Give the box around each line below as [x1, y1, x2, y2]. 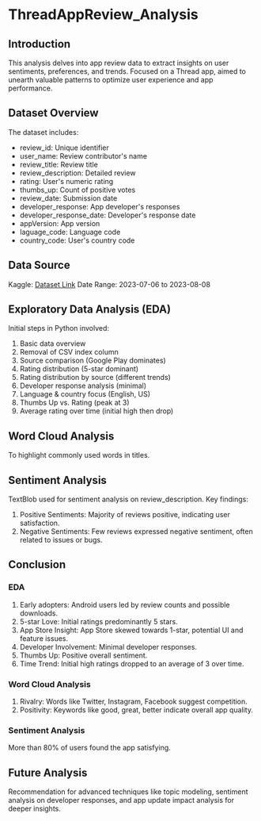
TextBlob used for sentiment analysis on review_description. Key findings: [8, 494, 249, 504]
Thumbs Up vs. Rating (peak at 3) [19, 398, 130, 408]
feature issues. [19, 633, 69, 643]
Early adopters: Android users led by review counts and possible [19, 600, 231, 609]
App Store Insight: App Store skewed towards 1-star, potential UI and [19, 625, 244, 635]
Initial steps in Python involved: [8, 324, 109, 333]
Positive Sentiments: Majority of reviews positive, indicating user [19, 510, 231, 520]
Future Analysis [8, 765, 88, 779]
